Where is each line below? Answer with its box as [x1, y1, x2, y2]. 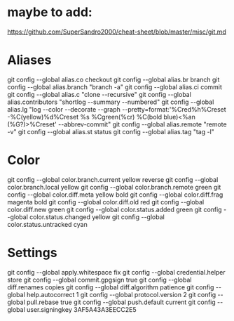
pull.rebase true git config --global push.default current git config [27, 298, 216, 306]
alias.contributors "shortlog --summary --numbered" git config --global [7, 98, 214, 106]
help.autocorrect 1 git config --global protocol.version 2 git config [27, 290, 216, 299]
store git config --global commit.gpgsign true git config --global [7, 275, 192, 284]
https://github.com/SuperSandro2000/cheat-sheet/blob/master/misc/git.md [7, 27, 226, 36]
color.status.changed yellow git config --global [29, 212, 165, 221]
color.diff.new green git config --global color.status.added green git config [7, 205, 222, 214]
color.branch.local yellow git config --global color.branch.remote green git [7, 183, 221, 191]
